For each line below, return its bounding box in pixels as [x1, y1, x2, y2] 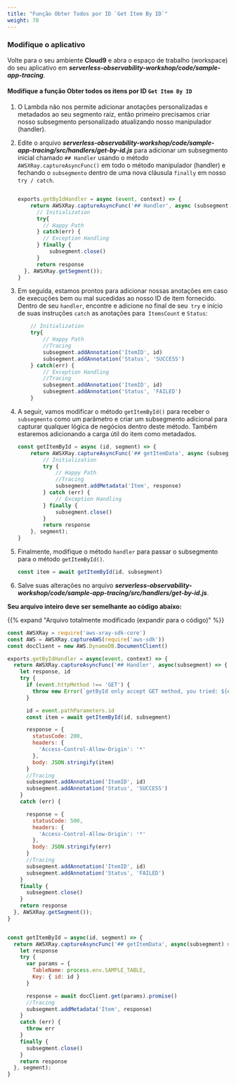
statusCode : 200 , [32, 733, 83, 740]
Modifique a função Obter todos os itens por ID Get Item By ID [7, 87, 192, 96]
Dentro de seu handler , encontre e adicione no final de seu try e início [17, 301, 223, 310]
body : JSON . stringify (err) [32, 844, 112, 851]
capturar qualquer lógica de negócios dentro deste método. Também [17, 422, 218, 431]
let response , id [20, 668, 71, 675]
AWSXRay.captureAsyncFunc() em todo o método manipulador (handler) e [17, 161, 226, 169]
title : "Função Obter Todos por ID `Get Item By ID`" [7, 10, 169, 18]
